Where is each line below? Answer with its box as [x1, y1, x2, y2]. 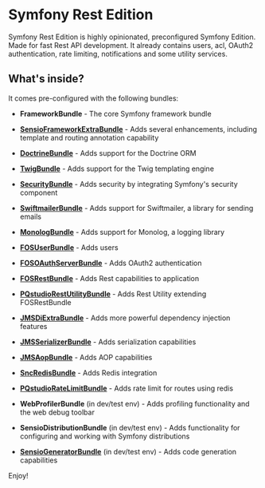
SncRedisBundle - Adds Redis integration [19, 367, 158, 377]
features [19, 321, 48, 331]
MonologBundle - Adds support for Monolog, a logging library [19, 227, 225, 236]
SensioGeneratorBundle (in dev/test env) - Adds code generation [19, 446, 237, 456]
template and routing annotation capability [19, 133, 159, 142]
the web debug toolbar [19, 407, 95, 417]
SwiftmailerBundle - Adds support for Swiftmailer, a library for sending [19, 203, 254, 212]
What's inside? [8, 72, 85, 85]
